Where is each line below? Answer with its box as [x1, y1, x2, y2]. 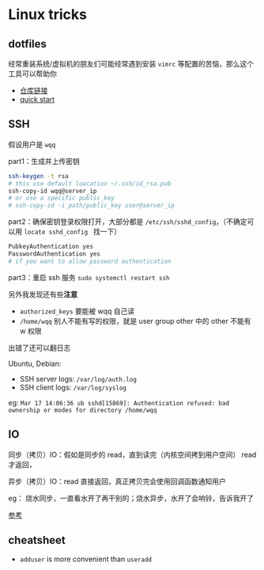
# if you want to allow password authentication [8, 257, 172, 265]
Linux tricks [8, 6, 87, 24]
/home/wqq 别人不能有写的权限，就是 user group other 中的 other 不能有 [19, 316, 251, 325]
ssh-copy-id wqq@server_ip [8, 187, 97, 195]
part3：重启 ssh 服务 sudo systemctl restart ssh [8, 272, 170, 282]
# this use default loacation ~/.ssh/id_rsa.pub [8, 180, 172, 188]
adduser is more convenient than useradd [19, 554, 153, 564]
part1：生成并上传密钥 [8, 156, 81, 165]
